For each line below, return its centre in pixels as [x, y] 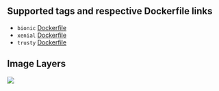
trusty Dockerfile [42, 42]
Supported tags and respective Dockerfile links [110, 11]
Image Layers [37, 64]
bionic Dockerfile [42, 27]
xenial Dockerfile [42, 35]
